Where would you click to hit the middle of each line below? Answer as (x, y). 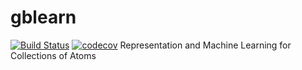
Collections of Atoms (53, 55)
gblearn (43, 17)
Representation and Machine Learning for (205, 45)
